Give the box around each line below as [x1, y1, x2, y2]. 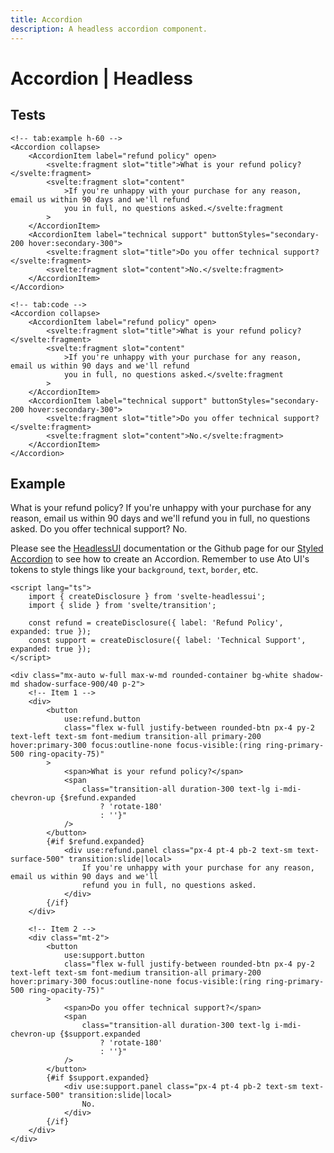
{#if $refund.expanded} [46, 837, 145, 847]
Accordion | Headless [10, 67, 194, 90]
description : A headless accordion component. [10, 24, 208, 34]
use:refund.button [63, 714, 141, 725]
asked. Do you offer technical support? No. [10, 523, 188, 535]
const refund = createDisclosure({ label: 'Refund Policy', [28, 618, 284, 628]
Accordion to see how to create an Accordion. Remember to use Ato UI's [10, 553, 310, 565]
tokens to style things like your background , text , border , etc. [10, 564, 259, 576]
